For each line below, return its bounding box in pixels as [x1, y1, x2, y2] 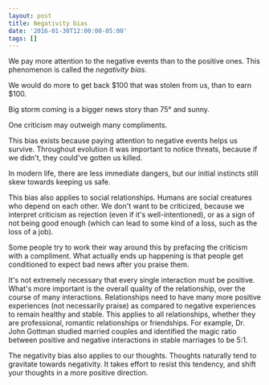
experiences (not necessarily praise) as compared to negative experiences [8, 301, 256, 311]
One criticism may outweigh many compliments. [8, 120, 168, 130]
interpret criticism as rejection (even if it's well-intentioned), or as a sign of [8, 210, 255, 220]
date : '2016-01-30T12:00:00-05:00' [8, 27, 128, 35]
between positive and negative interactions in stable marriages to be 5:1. [8, 335, 248, 345]
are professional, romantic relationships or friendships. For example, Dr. [8, 318, 245, 328]
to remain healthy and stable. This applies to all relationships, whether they [8, 309, 256, 319]
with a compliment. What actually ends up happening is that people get [8, 251, 243, 261]
